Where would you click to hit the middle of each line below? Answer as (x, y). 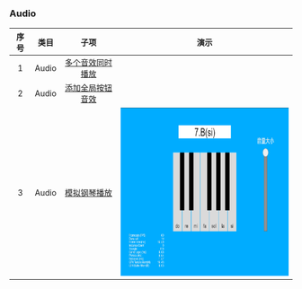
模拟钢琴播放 (88, 193)
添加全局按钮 (88, 88)
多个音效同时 (88, 63)
